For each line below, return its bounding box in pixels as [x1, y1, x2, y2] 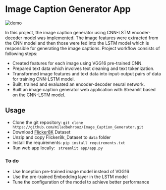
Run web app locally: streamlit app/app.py [12, 145, 103, 151]
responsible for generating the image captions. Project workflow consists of [5, 45, 160, 51]
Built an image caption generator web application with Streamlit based [12, 86, 156, 92]
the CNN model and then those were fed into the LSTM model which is [5, 40, 150, 46]
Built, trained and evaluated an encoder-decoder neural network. [12, 81, 145, 87]
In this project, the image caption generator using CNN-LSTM [5, 29, 131, 35]
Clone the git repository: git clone [12, 119, 83, 125]
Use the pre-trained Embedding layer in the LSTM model [12, 174, 128, 180]
